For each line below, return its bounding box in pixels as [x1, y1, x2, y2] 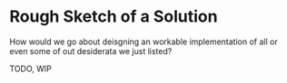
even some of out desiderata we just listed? [9, 45, 173, 56]
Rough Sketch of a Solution [9, 6, 218, 27]
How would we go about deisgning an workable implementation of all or [9, 36, 279, 47]
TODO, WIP [9, 63, 52, 74]
